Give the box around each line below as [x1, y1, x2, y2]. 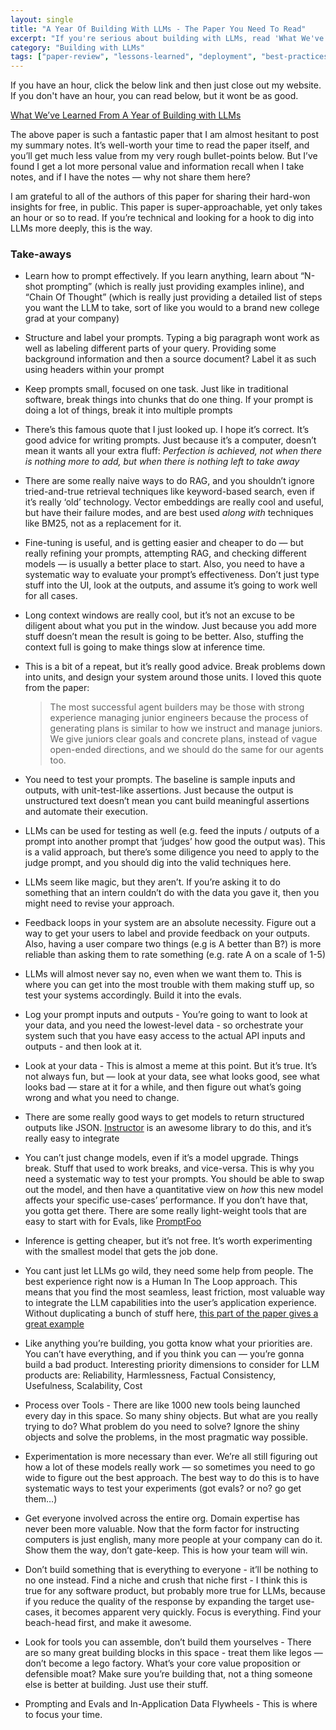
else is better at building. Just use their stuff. [24, 1679, 209, 1691]
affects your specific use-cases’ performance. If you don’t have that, [24, 1194, 309, 1206]
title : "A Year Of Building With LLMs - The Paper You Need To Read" [10, 24, 307, 34]
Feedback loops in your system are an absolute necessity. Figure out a [24, 917, 317, 929]
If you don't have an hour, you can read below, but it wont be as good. [10, 90, 299, 102]
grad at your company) [24, 312, 120, 325]
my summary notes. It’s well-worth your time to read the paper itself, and [10, 139, 310, 151]
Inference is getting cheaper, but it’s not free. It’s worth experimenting [24, 1235, 313, 1247]
